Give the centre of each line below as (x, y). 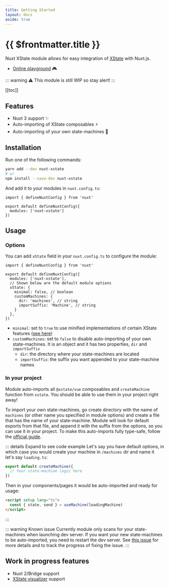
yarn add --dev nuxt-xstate (35, 169)
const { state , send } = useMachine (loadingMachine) (66, 505)
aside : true (18, 19)
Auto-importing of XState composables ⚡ (55, 124)
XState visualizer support (39, 579)
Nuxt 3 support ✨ (31, 118)
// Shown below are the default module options (61, 283)
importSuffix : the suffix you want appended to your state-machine (90, 359)
